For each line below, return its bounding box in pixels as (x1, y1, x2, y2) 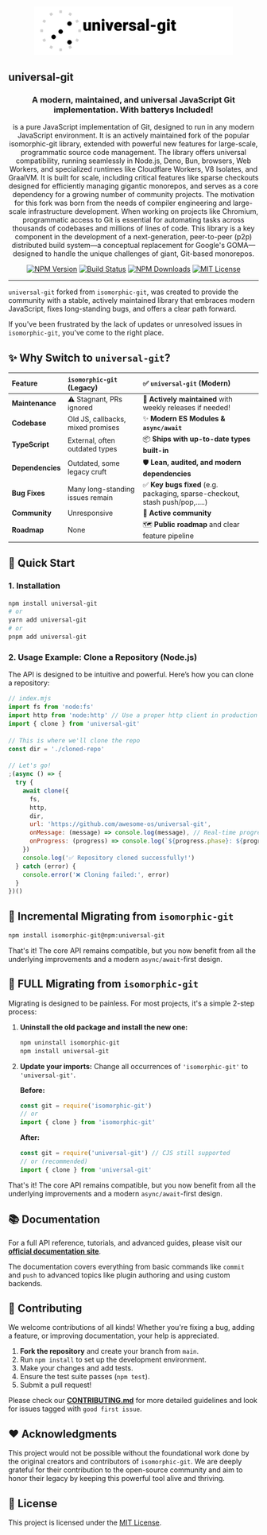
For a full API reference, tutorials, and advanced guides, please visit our (8, 1238, 242, 1247)
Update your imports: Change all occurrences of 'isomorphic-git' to (19, 1061, 249, 1071)
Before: (19, 1085, 45, 1095)
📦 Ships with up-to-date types (142, 434, 251, 444)
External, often (67, 436, 115, 445)
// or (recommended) (19, 1157, 88, 1166)
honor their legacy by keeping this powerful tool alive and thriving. (8, 1474, 225, 1483)
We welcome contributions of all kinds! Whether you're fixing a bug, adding (8, 1323, 255, 1332)
